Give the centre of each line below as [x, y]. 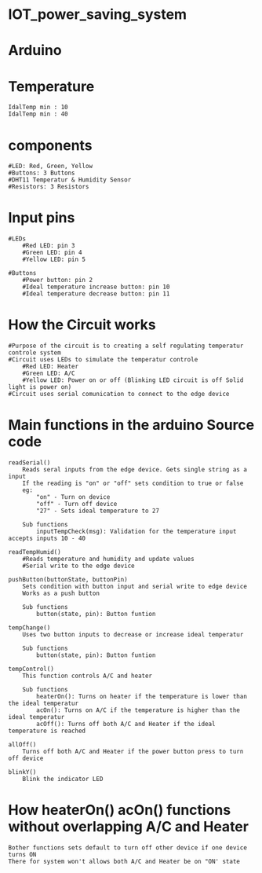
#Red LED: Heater [51, 367]
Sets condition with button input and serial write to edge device [135, 587]
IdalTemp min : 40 [38, 114]
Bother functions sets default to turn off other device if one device [127, 848]
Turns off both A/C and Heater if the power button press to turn [133, 752]
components [50, 145]
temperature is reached [47, 731]
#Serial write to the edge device [78, 566]
